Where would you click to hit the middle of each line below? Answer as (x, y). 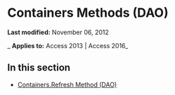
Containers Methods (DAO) (88, 13)
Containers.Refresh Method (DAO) (67, 85)
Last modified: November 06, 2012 (58, 32)
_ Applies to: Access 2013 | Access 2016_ (68, 45)
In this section (39, 68)
